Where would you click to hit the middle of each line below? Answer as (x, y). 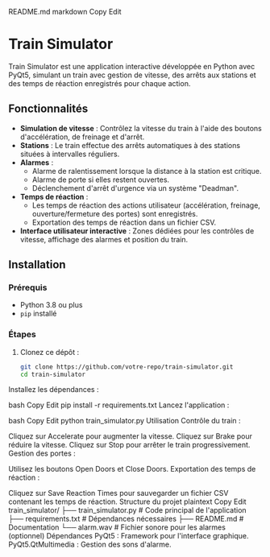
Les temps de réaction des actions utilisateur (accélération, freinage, (146, 205)
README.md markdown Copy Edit (65, 12)
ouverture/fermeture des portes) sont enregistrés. (115, 213)
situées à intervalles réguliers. (70, 154)
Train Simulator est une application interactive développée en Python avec (132, 66)
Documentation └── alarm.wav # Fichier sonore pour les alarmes (117, 527)
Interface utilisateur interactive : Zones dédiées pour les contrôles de (137, 231)
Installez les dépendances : (54, 390)
